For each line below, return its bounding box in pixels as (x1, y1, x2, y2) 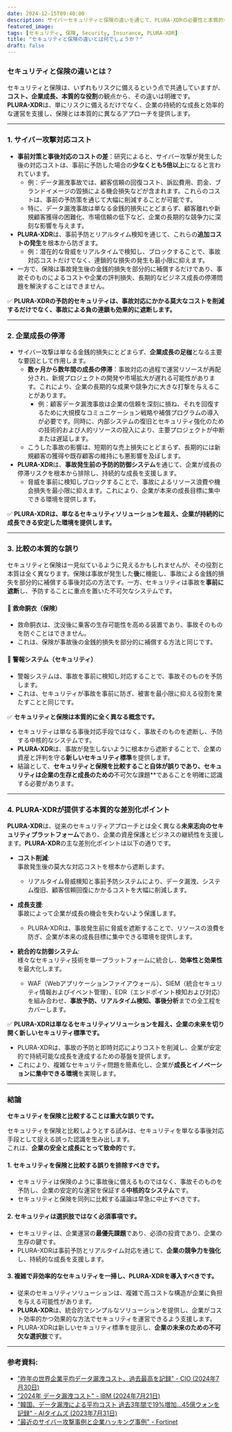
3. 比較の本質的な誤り (7, 544, 79, 553)
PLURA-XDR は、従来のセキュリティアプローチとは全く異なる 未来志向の (7, 821, 212, 830)
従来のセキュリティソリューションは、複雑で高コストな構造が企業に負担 (17, 1289, 223, 1297)
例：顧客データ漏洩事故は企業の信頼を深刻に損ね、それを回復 (37, 400, 214, 408)
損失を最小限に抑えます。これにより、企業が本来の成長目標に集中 (33, 486, 221, 494)
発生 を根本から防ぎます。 (29, 238, 102, 247)
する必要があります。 (17, 779, 78, 787)
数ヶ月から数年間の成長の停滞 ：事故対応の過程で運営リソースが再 (27, 365, 215, 373)
